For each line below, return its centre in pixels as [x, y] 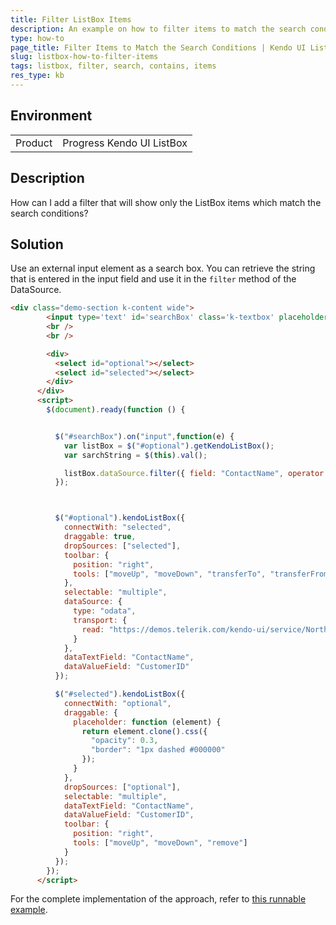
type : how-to [37, 38]
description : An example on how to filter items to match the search [158, 29]
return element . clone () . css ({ [144, 731]
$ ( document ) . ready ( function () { [116, 410]
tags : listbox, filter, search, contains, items [113, 66]
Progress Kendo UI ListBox [125, 143]
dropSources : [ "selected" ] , [122, 546]
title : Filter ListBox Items [71, 19]
